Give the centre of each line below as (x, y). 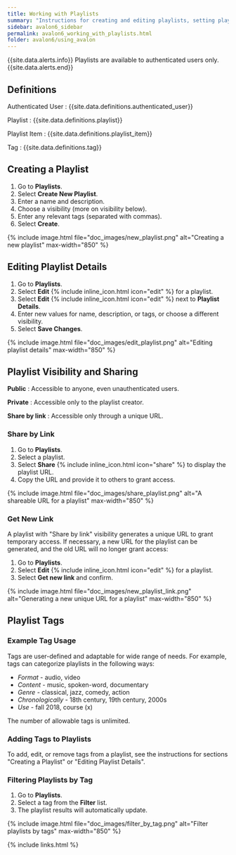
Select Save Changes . (50, 328)
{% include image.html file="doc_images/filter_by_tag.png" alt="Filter (108, 824)
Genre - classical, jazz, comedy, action (73, 692)
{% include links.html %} (43, 845)
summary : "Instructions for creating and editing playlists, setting (111, 20)
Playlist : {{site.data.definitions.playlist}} (65, 120)
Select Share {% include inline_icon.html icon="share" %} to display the (122, 464)
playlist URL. (35, 472)
